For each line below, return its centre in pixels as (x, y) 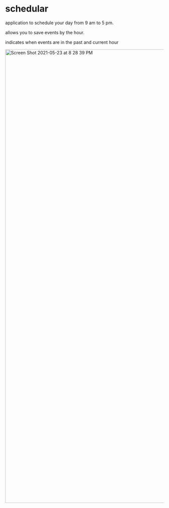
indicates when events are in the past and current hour (62, 42)
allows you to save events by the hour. (45, 32)
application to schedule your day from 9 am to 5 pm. (60, 23)
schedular (27, 9)
